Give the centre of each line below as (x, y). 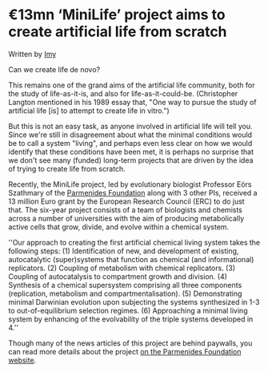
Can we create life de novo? (54, 69)
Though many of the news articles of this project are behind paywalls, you (130, 343)
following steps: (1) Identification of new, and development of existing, (124, 251)
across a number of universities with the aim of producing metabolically (126, 218)
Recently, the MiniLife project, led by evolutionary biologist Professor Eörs (130, 184)
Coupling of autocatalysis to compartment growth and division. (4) (118, 276)
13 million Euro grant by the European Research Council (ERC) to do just (127, 201)
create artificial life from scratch (118, 32)
